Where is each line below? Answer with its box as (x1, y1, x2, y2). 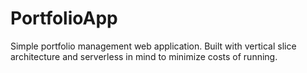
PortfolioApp (10, 7, 118, 30)
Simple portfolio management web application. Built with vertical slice (10, 40, 297, 52)
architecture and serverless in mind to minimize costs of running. (10, 50, 278, 62)
